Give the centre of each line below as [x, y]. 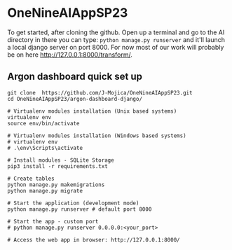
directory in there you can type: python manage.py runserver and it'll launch [116, 39]
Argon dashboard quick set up [75, 77]
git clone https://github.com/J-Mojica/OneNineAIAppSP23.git [100, 92]
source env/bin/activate [43, 123]
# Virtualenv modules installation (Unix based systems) [92, 111]
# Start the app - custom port [53, 221]
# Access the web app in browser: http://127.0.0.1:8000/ [94, 239]
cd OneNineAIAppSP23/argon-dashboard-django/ [75, 99]
